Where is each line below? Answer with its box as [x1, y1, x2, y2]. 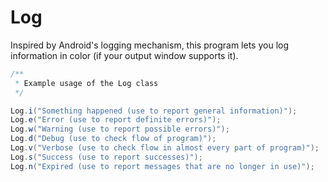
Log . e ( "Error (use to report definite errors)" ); [10, 115, 222, 125]
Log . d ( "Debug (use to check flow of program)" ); [10, 134, 217, 144]
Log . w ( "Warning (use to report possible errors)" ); [10, 124, 230, 135]
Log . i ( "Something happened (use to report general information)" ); [10, 106, 298, 116]
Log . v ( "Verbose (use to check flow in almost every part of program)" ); [10, 143, 320, 153]
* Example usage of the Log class [14, 78, 159, 88]
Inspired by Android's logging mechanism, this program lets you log [10, 39, 290, 51]
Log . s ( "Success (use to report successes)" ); [10, 152, 203, 162]
